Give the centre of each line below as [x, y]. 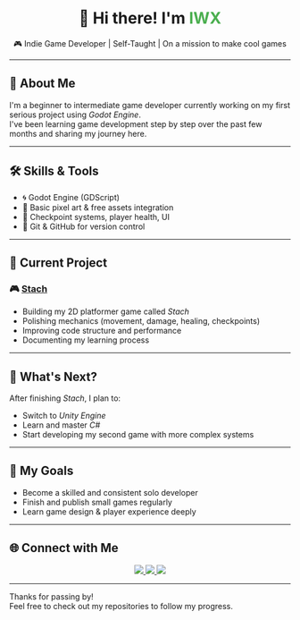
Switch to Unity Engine [64, 416]
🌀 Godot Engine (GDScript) [71, 197]
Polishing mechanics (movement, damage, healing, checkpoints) [141, 321]
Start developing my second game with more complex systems [138, 435]
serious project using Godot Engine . [75, 115]
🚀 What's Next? [54, 376]
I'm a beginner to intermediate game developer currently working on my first [150, 105]
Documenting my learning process [86, 340]
